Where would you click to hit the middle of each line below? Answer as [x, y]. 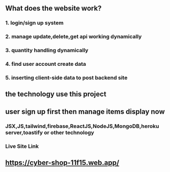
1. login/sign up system [34, 23]
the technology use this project [56, 94]
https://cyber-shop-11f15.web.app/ [62, 163]
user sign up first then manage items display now [85, 112]
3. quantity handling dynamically [47, 51]
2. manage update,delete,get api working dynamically [74, 37]
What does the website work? [53, 8]
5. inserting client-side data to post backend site [66, 78]
